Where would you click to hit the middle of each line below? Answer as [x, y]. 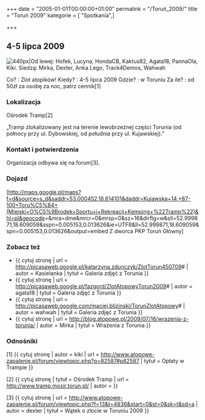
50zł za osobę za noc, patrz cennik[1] [54, 86]
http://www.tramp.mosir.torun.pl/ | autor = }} [62, 386]
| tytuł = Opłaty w [162, 361]
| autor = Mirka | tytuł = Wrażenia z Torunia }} [94, 325]
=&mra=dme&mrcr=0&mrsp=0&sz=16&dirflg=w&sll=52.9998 [121, 218]
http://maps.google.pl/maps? [45, 192]
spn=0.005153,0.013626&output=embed [57, 231]
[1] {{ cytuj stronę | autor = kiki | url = [53, 354]
